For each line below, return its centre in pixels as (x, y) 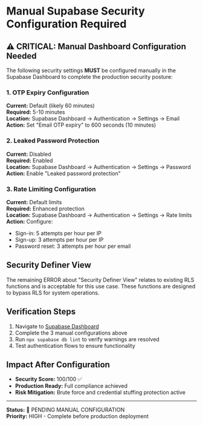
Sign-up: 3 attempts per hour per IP (59, 239)
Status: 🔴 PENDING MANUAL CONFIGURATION (66, 410)
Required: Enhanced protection (45, 208)
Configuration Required (66, 24)
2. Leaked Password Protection (53, 141)
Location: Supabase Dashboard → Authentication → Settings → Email (93, 119)
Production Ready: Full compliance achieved (71, 386)
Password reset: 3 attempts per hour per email (73, 246)
